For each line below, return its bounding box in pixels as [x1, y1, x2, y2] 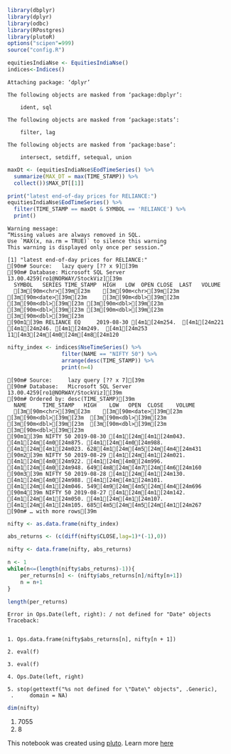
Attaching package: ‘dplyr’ [7, 78, 91, 86]
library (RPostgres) [7, 26, 65, 34]
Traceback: [7, 617, 40, 624]
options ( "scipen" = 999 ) [7, 40, 75, 47]
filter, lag [20, 128, 55, 136]
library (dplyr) [7, 13, 53, 21]
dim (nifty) [7, 705, 40, 712]
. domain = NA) [10, 692, 69, 699]
